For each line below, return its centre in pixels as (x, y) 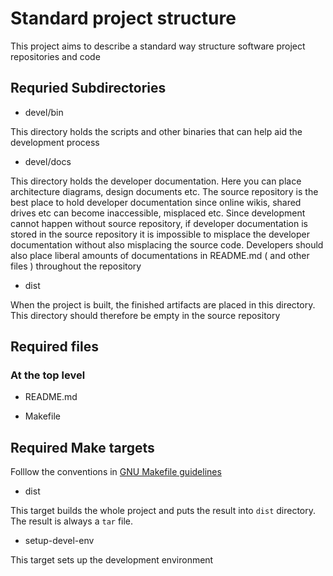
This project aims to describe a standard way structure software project (158, 46)
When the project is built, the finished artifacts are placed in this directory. (163, 304)
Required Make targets (82, 447)
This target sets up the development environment (112, 560)
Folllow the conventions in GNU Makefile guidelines (116, 472)
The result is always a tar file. (72, 521)
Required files (54, 347)
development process (55, 142)
